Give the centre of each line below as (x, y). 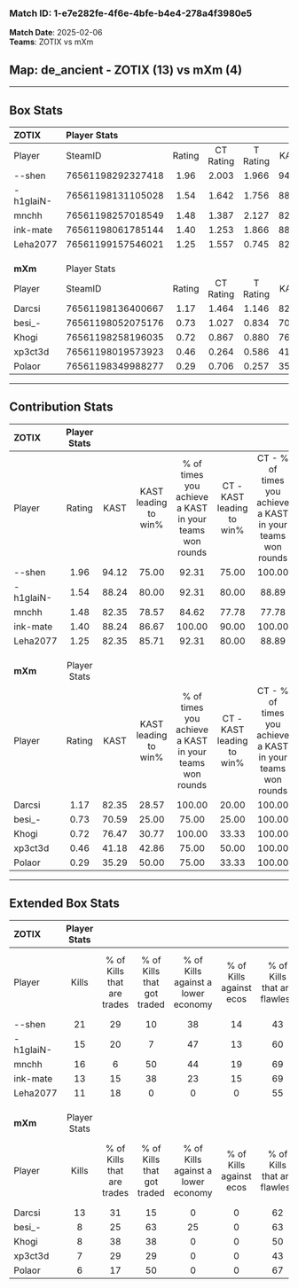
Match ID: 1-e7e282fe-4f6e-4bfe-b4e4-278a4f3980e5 (131, 13)
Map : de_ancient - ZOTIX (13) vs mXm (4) (125, 70)
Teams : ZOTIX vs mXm (51, 42)
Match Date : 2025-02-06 (56, 33)
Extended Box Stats (64, 904)
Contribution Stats (61, 407)
